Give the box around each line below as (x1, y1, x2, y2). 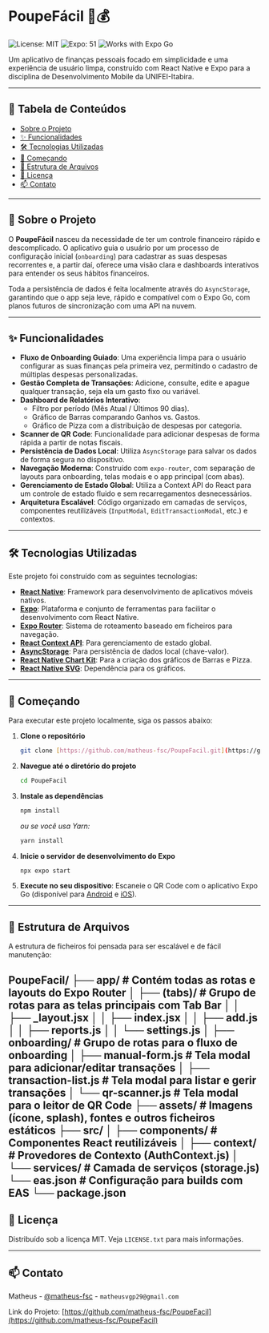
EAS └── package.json (8, 1186, 126, 1199)
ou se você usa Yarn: (19, 821, 90, 831)
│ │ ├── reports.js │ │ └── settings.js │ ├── (8, 1023, 235, 1037)
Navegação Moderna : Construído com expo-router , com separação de (19, 463, 255, 473)
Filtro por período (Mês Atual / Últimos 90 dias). (31, 404, 190, 413)
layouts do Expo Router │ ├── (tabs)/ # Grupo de (8, 985, 256, 999)
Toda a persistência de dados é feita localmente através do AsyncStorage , (8, 284, 251, 293)
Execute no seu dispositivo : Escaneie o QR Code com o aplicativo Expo (19, 881, 259, 891)
